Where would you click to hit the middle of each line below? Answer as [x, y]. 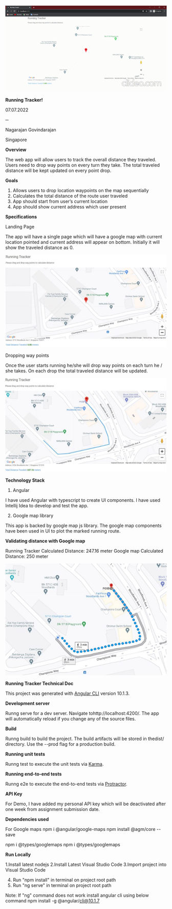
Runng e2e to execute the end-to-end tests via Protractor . [66, 784]
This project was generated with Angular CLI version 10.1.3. [68, 693]
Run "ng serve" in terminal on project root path [62, 885]
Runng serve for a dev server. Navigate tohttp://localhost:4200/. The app [82, 713]
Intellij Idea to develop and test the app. [47, 506]
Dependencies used [27, 819]
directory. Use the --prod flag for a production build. [60, 744]
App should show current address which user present [69, 206]
